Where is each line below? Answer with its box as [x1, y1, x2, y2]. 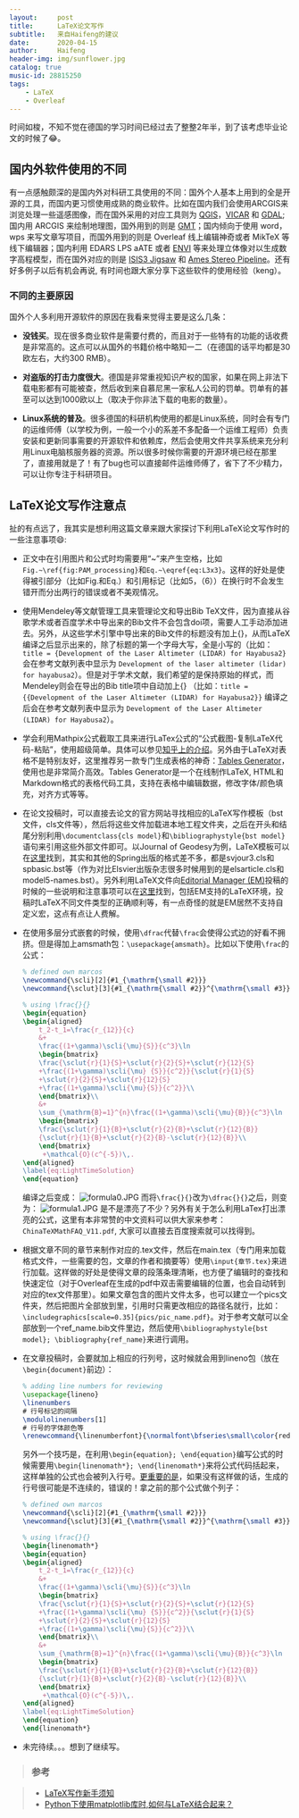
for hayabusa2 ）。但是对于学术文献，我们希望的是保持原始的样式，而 [21, 669, 274, 680]
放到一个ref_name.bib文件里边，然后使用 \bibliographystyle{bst [29, 1323, 269, 1334]
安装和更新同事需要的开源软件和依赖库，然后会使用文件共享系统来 [21, 435, 265, 447]
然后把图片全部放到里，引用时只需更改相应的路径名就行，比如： [46, 1301, 281, 1311]
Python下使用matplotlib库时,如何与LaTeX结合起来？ [44, 1799, 234, 1810]
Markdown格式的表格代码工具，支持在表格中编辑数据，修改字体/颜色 [21, 778, 276, 789]
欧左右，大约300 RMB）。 [21, 353, 116, 364]
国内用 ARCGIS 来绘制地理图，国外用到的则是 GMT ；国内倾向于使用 [9, 221, 259, 231]
